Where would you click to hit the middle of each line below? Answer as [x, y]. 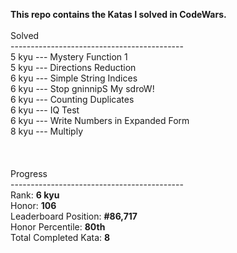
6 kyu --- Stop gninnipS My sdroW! [82, 88]
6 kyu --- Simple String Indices [74, 78]
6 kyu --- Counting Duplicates [72, 99]
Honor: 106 [33, 205]
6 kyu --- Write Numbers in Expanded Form [100, 120]
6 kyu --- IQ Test [45, 110]
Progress [29, 173]
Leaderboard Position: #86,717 [74, 216]
